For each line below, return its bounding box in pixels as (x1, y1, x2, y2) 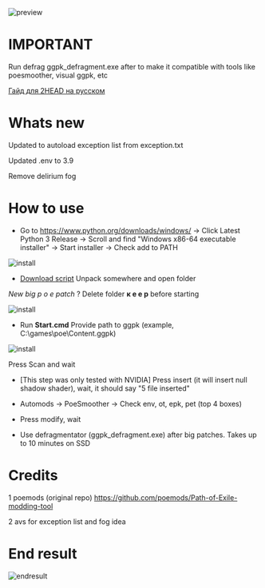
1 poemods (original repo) (8, 492, 93, 503)
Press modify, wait (19, 414, 81, 423)
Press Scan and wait (8, 360, 76, 369)
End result (8, 544, 77, 562)
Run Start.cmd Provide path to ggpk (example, (19, 320, 174, 329)
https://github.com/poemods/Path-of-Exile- (93, 492, 238, 503)
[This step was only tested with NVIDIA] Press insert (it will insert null (19, 375, 247, 384)
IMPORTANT (8, 36, 93, 54)
